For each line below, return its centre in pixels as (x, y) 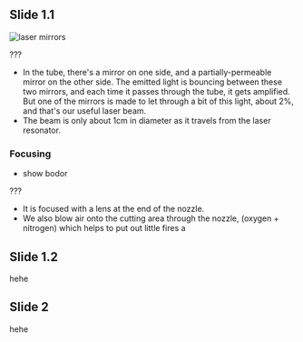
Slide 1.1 (32, 15)
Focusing (30, 154)
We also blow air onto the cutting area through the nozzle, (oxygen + (151, 218)
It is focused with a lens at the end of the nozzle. (113, 209)
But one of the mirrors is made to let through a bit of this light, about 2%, (158, 101)
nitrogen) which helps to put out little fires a (104, 228)
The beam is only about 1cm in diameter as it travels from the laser (147, 120)
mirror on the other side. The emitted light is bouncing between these (152, 82)
